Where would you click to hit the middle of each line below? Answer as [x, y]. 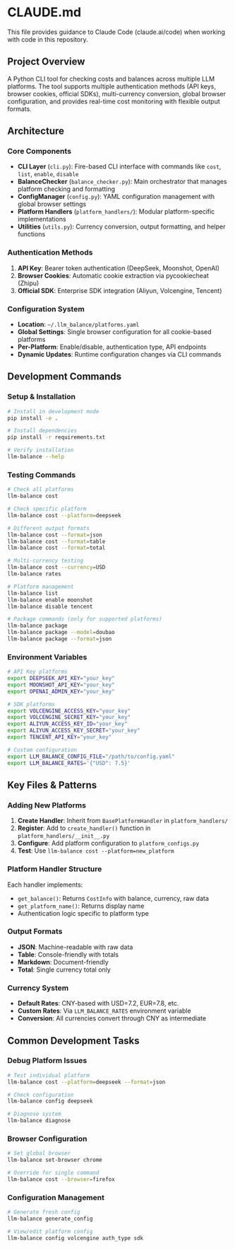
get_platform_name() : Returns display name [81, 906]
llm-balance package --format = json [60, 639]
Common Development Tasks [73, 1041]
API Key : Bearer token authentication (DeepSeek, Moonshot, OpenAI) [119, 268]
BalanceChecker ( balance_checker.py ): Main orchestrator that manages [122, 182]
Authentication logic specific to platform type [83, 913]
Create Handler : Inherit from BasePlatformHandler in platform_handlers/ [122, 821]
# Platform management [41, 587]
